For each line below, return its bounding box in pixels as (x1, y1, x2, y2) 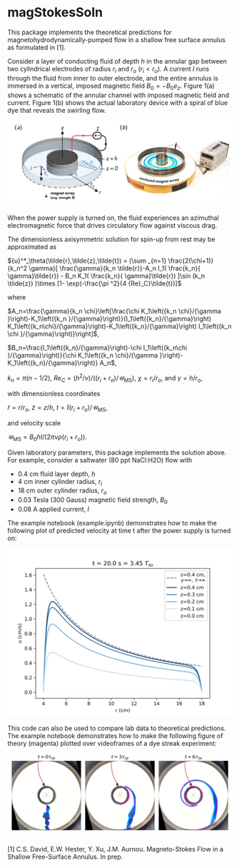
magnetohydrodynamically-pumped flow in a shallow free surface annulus (7, 35, 226, 44)
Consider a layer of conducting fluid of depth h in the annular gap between (7, 56, 227, 65)
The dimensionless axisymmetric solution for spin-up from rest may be (7, 235, 215, 243)
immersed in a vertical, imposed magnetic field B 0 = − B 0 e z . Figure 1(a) (7, 81, 215, 91)
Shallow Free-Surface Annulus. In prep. (7, 852, 123, 861)
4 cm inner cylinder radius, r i (17, 477, 102, 488)
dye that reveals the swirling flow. (7, 106, 106, 114)
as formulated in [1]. (7, 43, 66, 51)
